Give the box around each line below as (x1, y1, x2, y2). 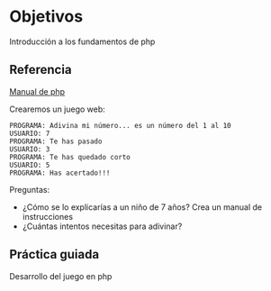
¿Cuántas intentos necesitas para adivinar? (22, 221, 183, 232)
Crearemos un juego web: (9, 104, 105, 114)
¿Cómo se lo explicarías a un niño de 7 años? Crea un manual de (22, 201, 263, 213)
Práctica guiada (9, 247, 100, 262)
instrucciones (22, 211, 74, 222)
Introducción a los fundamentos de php (9, 36, 156, 47)
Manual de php (9, 86, 66, 96)
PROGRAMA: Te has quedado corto (9, 152, 131, 161)
